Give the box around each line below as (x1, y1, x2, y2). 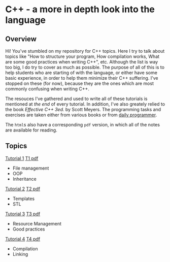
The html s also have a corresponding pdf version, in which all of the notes (5, 122, 160, 127)
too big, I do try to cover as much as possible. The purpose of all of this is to (5, 64, 165, 70)
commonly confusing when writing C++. (5, 86, 90, 92)
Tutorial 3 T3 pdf (5, 211, 41, 217)
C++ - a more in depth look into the (5, 4, 155, 15)
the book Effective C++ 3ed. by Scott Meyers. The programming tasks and (5, 107, 161, 112)
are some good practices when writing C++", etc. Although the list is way (5, 59, 158, 64)
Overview (5, 35, 37, 43)
